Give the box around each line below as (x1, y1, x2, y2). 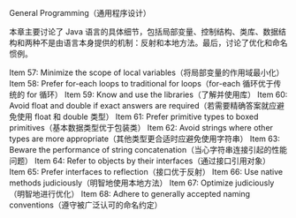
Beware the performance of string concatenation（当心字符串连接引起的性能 (9, 145, 287, 154)
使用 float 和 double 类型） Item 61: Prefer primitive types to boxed (16, 111, 259, 122)
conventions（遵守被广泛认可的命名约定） (9, 199, 163, 210)
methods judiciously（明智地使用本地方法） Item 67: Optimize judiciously (9, 177, 275, 188)
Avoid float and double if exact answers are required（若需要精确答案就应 (9, 101, 277, 110)
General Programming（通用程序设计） (9, 8, 152, 18)
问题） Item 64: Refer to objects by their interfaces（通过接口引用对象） (9, 155, 271, 166)
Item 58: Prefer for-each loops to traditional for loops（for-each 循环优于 (9, 79, 274, 88)
